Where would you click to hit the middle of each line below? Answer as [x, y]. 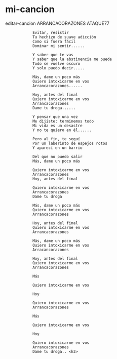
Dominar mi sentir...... [58, 46]
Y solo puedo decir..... [58, 68]
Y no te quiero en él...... [62, 130]
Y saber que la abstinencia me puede [72, 59]
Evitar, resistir [51, 32]
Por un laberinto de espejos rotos [70, 143]
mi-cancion [30, 9]
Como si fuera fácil [54, 42]
